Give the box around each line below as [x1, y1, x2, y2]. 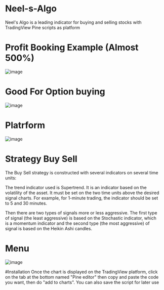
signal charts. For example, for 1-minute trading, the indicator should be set [5, 195, 158, 201]
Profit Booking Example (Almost [5, 42, 139, 53]
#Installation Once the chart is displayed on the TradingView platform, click [5, 269, 158, 275]
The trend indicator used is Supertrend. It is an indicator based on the [5, 184, 147, 190]
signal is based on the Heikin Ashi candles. [5, 225, 92, 231]
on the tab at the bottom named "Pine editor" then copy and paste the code [5, 274, 159, 280]
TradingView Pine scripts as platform [5, 24, 80, 30]
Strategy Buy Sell [5, 153, 78, 165]
